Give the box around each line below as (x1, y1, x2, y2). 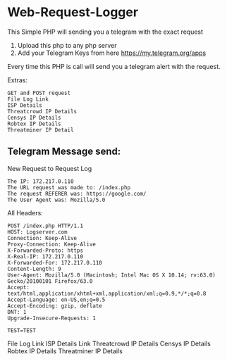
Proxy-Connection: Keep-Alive (7, 241, 97, 248)
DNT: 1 (7, 308, 27, 315)
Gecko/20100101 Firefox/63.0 (7, 277, 93, 285)
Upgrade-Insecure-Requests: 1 (7, 315, 97, 322)
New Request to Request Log (7, 164, 92, 172)
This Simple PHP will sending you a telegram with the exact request (7, 27, 203, 36)
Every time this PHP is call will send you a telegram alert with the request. (7, 62, 221, 70)
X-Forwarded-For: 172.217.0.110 (7, 259, 102, 266)
